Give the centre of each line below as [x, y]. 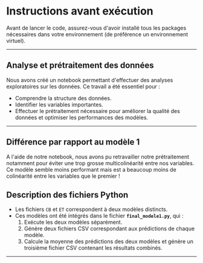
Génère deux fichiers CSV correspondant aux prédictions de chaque [109, 229]
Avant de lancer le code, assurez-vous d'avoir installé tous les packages [96, 28]
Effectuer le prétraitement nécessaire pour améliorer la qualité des [97, 111]
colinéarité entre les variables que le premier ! [63, 176]
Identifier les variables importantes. [59, 105]
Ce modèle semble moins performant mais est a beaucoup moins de [91, 169]
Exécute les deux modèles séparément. [73, 222]
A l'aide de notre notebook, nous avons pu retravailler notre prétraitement [98, 157]
